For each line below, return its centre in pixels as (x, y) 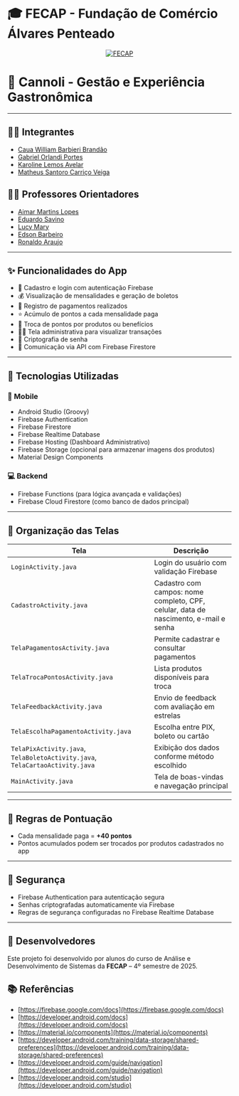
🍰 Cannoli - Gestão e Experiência (106, 82)
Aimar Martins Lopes (48, 211)
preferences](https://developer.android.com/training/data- (103, 1048)
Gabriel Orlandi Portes (50, 156)
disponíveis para (182, 678)
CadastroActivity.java (49, 606)
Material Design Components (60, 457)
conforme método (184, 757)
